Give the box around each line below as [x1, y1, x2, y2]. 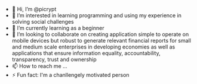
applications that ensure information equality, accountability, [11, 50, 161, 56]
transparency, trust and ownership [11, 56, 97, 63]
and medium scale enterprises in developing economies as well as [11, 43, 176, 50]
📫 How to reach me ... [11, 63, 67, 69]
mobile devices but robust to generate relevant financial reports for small [11, 37, 191, 44]
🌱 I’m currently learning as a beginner [11, 24, 104, 31]
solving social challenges [11, 18, 74, 25]
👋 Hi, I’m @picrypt [11, 6, 57, 12]
